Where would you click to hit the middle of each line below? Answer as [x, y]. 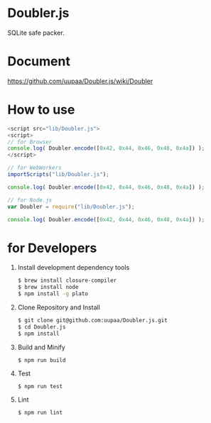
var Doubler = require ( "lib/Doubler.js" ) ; [71, 207]
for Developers [52, 248]
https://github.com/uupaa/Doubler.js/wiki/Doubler [80, 81]
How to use [41, 110]
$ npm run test [40, 386]
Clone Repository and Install [59, 307]
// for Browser [30, 142]
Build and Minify [41, 347]
